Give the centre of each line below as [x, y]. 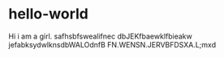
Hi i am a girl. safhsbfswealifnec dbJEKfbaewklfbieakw [100, 36]
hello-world [49, 14]
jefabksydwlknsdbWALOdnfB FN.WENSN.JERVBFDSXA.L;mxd [112, 44]
